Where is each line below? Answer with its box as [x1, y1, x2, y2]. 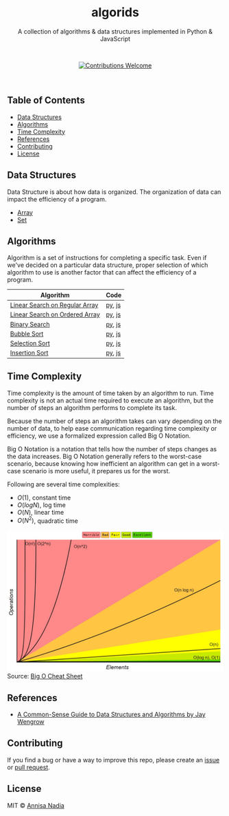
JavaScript [99, 34, 131, 43]
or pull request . [7, 763, 50, 771]
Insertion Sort [10, 349, 49, 357]
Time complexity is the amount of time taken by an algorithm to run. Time [7, 389, 214, 397]
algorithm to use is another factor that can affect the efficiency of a [7, 268, 197, 277]
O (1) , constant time [16, 493, 71, 502]
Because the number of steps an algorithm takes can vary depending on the [7, 417, 223, 425]
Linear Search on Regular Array [10, 301, 99, 310]
